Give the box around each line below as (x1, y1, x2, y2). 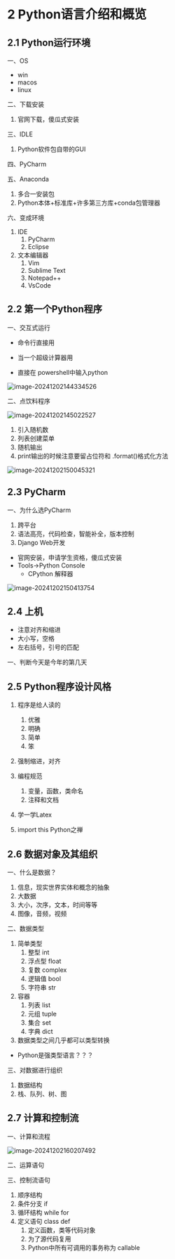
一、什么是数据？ (7, 868, 57, 876)
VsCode (27, 281, 51, 289)
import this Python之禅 (17, 826, 83, 834)
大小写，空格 (17, 634, 55, 643)
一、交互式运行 (7, 323, 50, 331)
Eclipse (27, 243, 49, 250)
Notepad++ (27, 274, 62, 282)
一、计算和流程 (7, 1132, 50, 1140)
